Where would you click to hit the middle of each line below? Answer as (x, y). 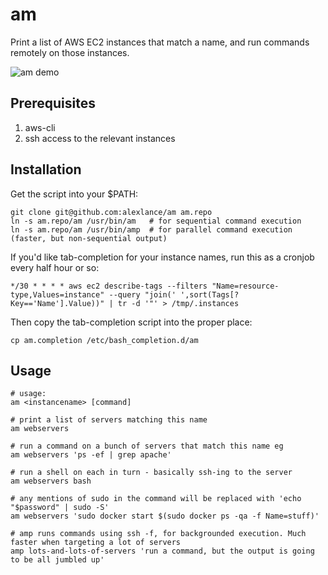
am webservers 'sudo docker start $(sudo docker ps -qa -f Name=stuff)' (165, 516)
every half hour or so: (55, 267)
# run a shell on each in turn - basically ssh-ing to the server (151, 473)
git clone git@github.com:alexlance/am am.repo (111, 212)
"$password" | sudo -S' (60, 508)
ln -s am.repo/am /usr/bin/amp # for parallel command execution (151, 229)
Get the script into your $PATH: (74, 194)
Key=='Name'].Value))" (57, 303)
